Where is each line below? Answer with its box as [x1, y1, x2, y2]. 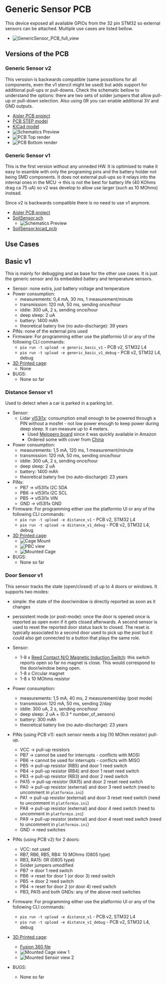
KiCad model [12, 123, 39, 129]
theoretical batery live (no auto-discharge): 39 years [19, 323, 128, 329]
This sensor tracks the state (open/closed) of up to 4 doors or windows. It [5, 583, 157, 589]
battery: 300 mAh [19, 716, 56, 722]
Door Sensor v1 [5, 572, 43, 579]
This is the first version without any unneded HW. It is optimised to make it [5, 163, 158, 169]
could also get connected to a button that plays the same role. [12, 634, 140, 641]
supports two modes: [5, 589, 49, 595]
